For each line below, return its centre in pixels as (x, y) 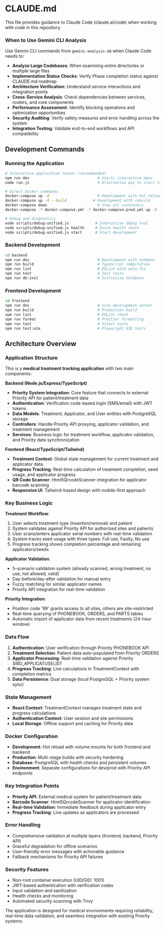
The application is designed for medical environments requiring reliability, (79, 911)
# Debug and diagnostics (30, 219)
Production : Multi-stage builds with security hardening (68, 757)
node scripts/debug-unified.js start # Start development (71, 232)
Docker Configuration (31, 736)
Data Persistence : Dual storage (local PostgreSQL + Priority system (81, 679)
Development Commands (45, 149)
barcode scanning (30, 485)
